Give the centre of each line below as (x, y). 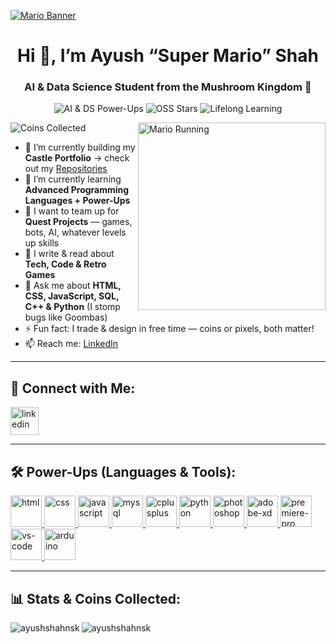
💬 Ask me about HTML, (73, 286)
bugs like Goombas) (66, 317)
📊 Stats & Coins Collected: (95, 598)
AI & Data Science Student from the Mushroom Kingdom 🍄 (168, 87)
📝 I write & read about (69, 254)
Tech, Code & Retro (65, 264)
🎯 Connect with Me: (73, 388)
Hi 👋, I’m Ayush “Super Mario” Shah (168, 56)
